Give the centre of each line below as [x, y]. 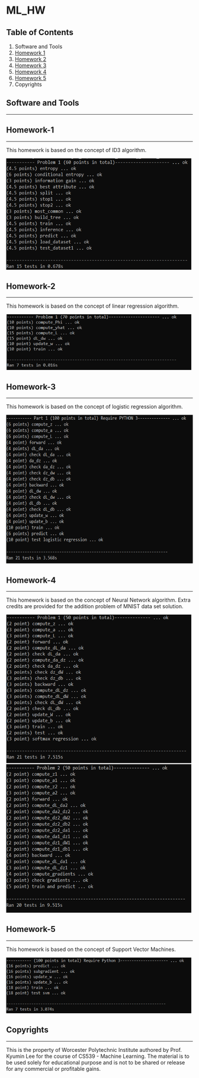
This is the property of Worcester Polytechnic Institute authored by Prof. [94, 1049]
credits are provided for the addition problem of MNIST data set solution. [95, 606]
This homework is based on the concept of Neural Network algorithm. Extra [98, 600]
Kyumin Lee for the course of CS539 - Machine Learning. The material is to [98, 1056]
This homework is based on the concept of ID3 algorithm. [76, 150]
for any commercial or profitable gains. [54, 1068]
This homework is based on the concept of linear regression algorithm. [93, 306]
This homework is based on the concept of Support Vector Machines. [91, 949]
